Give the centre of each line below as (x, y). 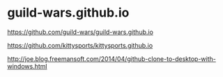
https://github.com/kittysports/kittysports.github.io (80, 45)
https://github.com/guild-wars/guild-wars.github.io (80, 32)
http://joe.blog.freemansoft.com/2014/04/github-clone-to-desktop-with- (111, 59)
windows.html (27, 66)
